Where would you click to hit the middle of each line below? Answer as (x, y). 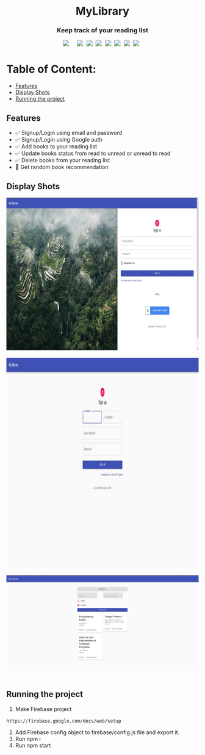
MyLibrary (103, 11)
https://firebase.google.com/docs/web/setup (64, 721)
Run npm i (28, 739)
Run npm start (33, 745)
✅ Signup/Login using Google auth (59, 140)
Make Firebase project (43, 709)
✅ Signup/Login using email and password (69, 133)
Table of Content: (51, 69)
